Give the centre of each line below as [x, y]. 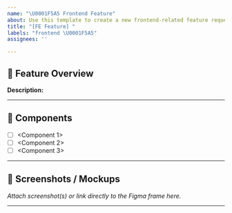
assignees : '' [28, 39]
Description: [25, 90]
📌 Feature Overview [50, 73]
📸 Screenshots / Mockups [64, 179]
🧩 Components [40, 118]
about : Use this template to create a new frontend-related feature [108, 20]
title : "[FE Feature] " [41, 26]
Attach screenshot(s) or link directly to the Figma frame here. [94, 196]
